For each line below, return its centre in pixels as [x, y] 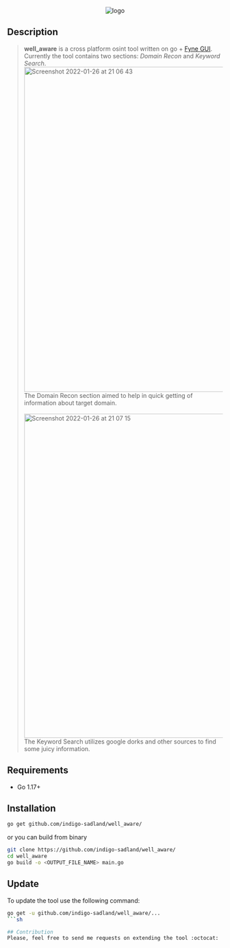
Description [33, 32]
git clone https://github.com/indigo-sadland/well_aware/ [91, 850]
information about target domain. [71, 403]
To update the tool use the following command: [74, 900]
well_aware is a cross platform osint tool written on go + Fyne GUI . [118, 49]
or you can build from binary [47, 838]
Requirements [38, 771]
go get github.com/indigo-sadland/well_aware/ [75, 824]
